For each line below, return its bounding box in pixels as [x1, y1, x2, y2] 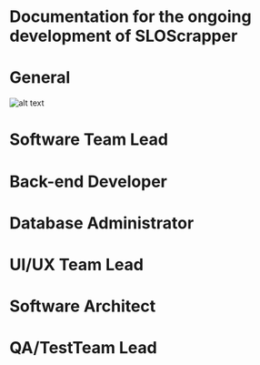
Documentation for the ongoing [9, 6, 252, 27]
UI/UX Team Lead [9, 254, 144, 275]
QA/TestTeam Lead [9, 338, 157, 359]
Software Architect [9, 296, 156, 317]
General [9, 67, 71, 88]
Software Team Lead [9, 129, 168, 150]
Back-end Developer [9, 171, 168, 192]
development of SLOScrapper [9, 25, 238, 46]
